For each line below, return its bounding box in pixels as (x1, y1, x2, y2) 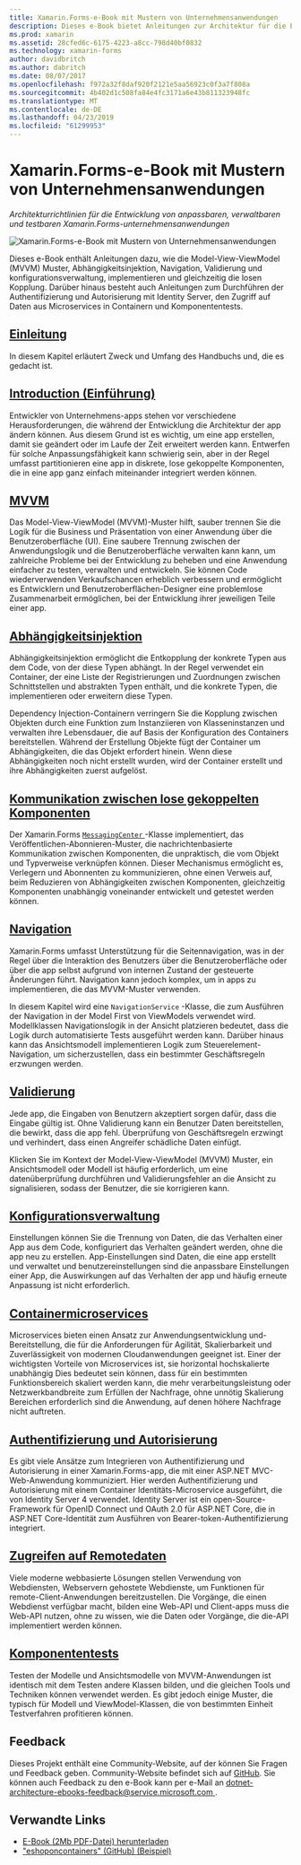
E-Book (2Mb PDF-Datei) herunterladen (21, 1836, 169, 1847)
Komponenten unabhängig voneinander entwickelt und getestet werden (9, 886, 275, 897)
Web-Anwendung (9, 1475, 74, 1486)
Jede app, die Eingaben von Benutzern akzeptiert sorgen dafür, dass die (9, 1108, 277, 1119)
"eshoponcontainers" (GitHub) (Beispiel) (21, 1845, 172, 1857)
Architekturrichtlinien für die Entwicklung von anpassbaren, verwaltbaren (9, 208, 280, 220)
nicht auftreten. (9, 1406, 65, 1417)
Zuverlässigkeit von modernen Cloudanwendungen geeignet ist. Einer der (9, 1349, 281, 1360)
